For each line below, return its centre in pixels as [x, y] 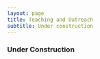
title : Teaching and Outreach [50, 20]
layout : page [26, 13]
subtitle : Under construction [50, 26]
